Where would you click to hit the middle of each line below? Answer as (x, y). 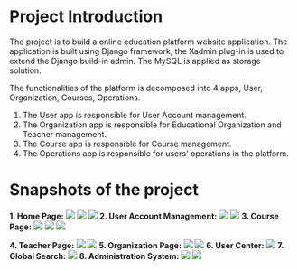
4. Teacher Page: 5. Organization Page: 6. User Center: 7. (147, 245)
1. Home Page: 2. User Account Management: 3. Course (144, 216)
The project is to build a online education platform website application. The (149, 42)
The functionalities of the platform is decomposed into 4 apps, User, (136, 88)
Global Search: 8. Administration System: (94, 256)
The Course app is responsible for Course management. (127, 144)
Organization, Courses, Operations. (75, 98)
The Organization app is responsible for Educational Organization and (152, 125)
